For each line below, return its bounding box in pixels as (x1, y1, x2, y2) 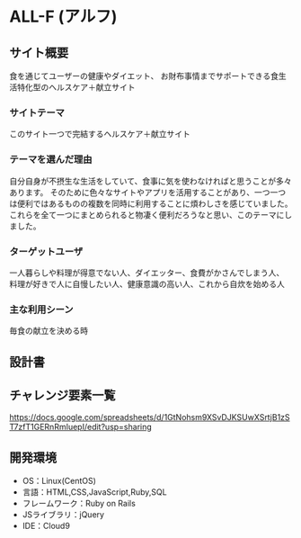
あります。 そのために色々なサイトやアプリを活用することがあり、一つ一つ (9, 186, 286, 197)
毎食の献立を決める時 (9, 326, 88, 336)
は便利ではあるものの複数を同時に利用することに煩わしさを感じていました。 (9, 198, 293, 209)
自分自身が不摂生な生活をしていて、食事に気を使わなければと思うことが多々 (9, 175, 292, 186)
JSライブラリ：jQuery (22, 509, 105, 520)
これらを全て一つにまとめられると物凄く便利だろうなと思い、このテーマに (9, 209, 285, 220)
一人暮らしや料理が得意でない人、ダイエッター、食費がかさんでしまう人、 (9, 267, 285, 278)
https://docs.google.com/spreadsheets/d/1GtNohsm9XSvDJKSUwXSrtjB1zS (9, 412, 290, 423)
